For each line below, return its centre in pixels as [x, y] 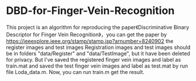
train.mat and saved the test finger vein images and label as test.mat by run [97, 66]
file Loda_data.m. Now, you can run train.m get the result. [75, 72]
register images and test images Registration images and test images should [98, 47]
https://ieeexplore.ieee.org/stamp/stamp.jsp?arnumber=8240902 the [90, 41]
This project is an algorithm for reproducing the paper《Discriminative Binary [98, 27]
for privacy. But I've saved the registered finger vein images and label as [94, 59]
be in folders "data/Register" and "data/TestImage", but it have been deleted [98, 53]
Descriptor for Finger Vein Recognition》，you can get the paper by [87, 34]
